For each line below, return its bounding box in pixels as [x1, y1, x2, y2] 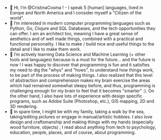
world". [9, 15, 24, 21]
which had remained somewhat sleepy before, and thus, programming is [9, 83, 156, 88]
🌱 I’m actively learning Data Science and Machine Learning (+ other [9, 51, 146, 57]
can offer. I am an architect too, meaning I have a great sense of [9, 31, 139, 36]
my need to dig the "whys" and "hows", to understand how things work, [9, 67, 154, 73]
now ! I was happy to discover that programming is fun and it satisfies [9, 62, 150, 68]
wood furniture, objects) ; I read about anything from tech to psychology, [9, 124, 156, 130]
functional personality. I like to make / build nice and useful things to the [9, 41, 155, 47]
